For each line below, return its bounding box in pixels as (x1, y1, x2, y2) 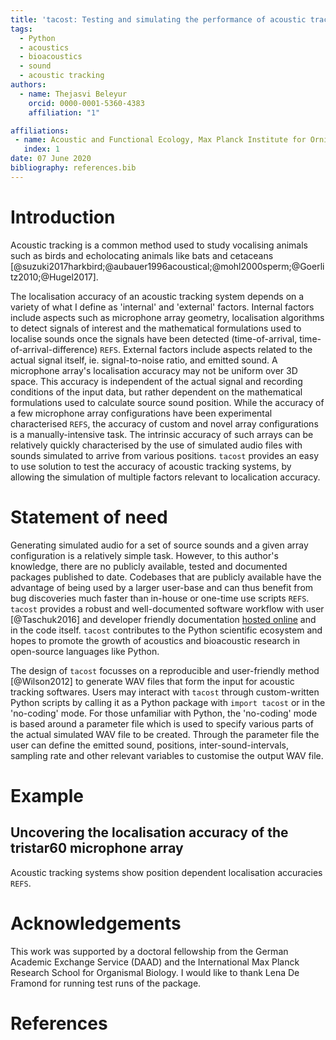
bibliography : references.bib (10, 163, 137, 173)
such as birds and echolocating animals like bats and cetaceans (10, 249, 274, 261)
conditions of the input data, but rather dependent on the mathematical (10, 386, 303, 398)
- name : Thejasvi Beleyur (19, 89, 128, 99)
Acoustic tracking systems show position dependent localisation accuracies (10, 866, 323, 878)
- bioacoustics (19, 52, 83, 62)
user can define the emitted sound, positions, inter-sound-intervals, (10, 739, 290, 751)
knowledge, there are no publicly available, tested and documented (10, 560, 288, 572)
